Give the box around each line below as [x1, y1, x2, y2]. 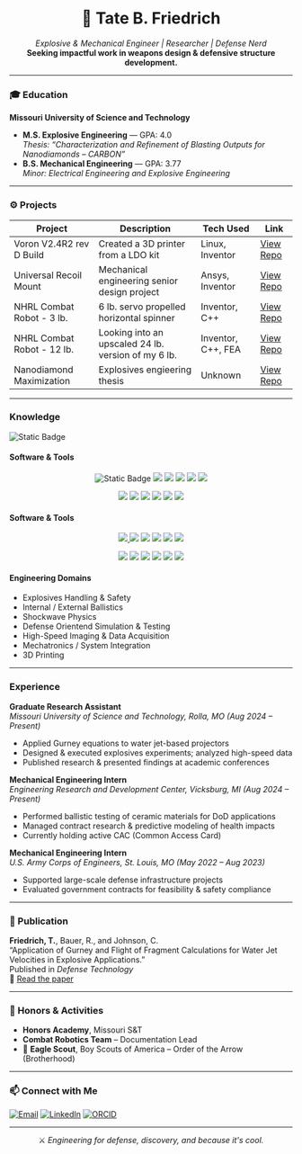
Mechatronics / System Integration [22, 640, 151, 651]
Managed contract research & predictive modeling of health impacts [22, 820, 276, 831]
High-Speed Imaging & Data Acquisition [22, 631, 170, 641]
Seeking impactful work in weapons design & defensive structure [26, 47, 276, 58]
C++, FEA [200, 343, 241, 355]
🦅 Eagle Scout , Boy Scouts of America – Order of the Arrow [22, 1043, 244, 1055]
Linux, [200, 237, 226, 250]
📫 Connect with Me [9, 1085, 98, 1097]
